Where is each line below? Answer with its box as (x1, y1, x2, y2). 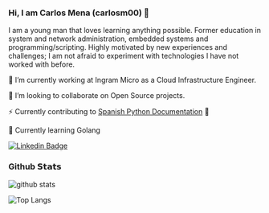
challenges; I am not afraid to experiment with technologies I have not (8, 51, 239, 61)
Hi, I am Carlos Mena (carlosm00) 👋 (8, 7, 150, 18)
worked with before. (8, 59, 75, 69)
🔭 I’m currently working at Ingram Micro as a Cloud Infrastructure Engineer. (8, 76, 257, 85)
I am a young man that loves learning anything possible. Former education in (8, 26, 262, 35)
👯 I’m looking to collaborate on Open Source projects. (8, 91, 185, 100)
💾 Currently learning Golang (8, 125, 100, 135)
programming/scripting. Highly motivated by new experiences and (8, 43, 227, 52)
